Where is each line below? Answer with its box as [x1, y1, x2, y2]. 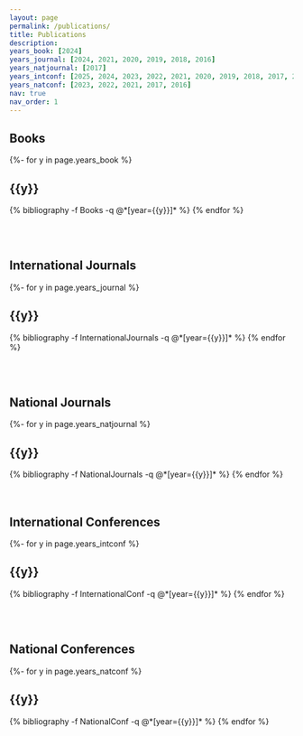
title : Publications [9, 30, 87, 39]
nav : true [9, 89, 47, 98]
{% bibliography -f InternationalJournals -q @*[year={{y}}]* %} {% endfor [9, 331, 286, 343]
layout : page [9, 13, 59, 23]
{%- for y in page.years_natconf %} [9, 666, 142, 676]
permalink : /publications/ [9, 22, 111, 31]
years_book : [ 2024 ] [9, 47, 83, 56]
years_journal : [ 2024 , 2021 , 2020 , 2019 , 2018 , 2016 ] [9, 55, 216, 64]
